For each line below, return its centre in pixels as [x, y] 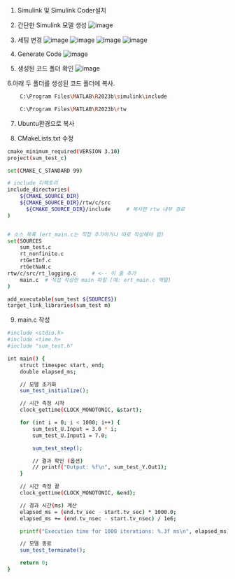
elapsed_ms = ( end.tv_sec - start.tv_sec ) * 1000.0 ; [98, 512]
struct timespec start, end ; [62, 365]
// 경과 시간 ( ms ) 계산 [48, 506]
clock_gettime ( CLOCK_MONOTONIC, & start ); [81, 410]
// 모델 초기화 [38, 384]
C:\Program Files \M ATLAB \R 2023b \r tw [73, 109]
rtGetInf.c [36, 261]
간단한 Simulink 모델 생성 [52, 25]
